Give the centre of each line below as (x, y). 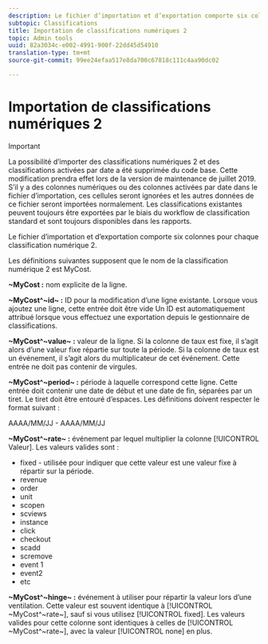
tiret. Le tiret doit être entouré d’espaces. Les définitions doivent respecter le (134, 399)
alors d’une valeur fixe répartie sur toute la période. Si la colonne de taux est (134, 350)
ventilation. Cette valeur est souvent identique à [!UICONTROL (110, 606)
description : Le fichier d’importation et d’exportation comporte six (128, 16)
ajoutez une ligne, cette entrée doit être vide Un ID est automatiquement (127, 308)
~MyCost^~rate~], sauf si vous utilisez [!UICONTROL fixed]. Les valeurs (127, 614)
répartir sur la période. (57, 471)
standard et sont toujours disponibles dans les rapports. (100, 221)
